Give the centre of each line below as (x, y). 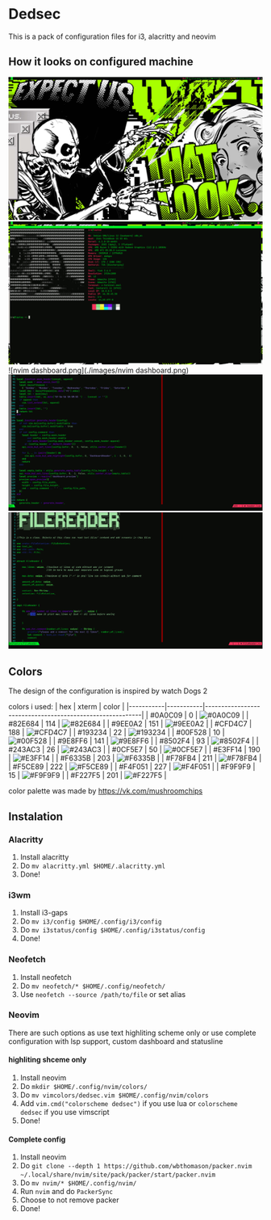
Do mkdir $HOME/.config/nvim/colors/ (83, 1087)
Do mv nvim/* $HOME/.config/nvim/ (78, 1183)
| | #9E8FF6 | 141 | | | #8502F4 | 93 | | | (154, 741)
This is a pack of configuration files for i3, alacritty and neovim (112, 36)
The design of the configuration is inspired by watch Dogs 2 (108, 691)
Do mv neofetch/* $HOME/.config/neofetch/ (93, 986)
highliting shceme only (48, 1060)
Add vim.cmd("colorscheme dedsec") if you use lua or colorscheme (129, 1104)
